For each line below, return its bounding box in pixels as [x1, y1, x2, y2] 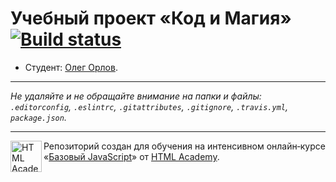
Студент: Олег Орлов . [24, 61, 118, 73]
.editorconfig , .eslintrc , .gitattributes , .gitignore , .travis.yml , [10, 100, 288, 112]
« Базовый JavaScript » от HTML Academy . [43, 150, 220, 162]
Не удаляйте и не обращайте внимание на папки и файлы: [10, 90, 262, 102]
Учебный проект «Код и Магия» [10, 7, 292, 30]
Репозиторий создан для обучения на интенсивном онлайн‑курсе [43, 140, 326, 152]
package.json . [10, 111, 67, 123]
